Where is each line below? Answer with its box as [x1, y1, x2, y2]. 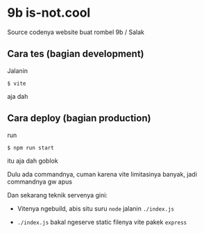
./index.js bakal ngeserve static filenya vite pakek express [17, 218, 187, 226]
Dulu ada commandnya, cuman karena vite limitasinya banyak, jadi [7, 170, 198, 178]
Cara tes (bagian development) [7, 48, 144, 60]
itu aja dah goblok [7, 156, 58, 165]
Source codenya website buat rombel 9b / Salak [7, 28, 144, 36]
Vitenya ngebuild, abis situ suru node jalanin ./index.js [17, 204, 175, 213]
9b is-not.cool [7, 5, 91, 21]
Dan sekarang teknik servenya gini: [7, 191, 108, 199]
